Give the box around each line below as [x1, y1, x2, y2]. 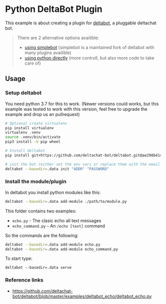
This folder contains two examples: [5, 208, 77, 214]
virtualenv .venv [5, 130, 41, 135]
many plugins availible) [24, 50, 72, 56]
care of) [24, 60, 41, 66]
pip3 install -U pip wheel [5, 139, 61, 144]
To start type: [5, 255, 33, 261]
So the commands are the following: [5, 232, 79, 239]
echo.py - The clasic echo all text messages [12, 217, 101, 224]
